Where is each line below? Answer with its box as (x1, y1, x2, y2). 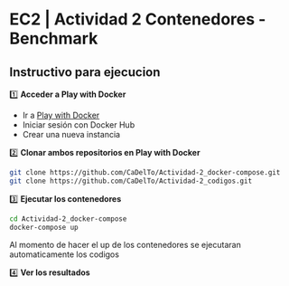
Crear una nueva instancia (22, 129, 120, 139)
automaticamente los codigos (9, 249, 120, 260)
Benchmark (9, 28, 98, 49)
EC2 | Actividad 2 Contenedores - (9, 9, 266, 30)
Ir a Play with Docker (22, 110, 100, 120)
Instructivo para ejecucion (9, 64, 161, 80)
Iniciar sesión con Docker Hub (22, 119, 135, 130)
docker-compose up (9, 223, 79, 232)
